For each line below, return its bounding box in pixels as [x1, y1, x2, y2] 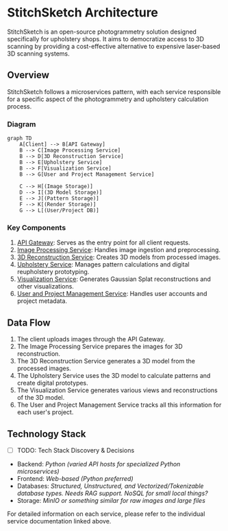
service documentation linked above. [7, 517, 112, 526]
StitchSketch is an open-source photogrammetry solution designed [7, 27, 197, 36]
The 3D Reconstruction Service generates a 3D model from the [16, 357, 195, 365]
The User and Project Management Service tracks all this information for [16, 400, 222, 409]
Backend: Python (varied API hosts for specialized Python [16, 460, 181, 468]
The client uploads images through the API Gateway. [16, 335, 166, 343]
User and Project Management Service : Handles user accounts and [16, 290, 207, 298]
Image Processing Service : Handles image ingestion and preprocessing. [16, 246, 221, 254]
